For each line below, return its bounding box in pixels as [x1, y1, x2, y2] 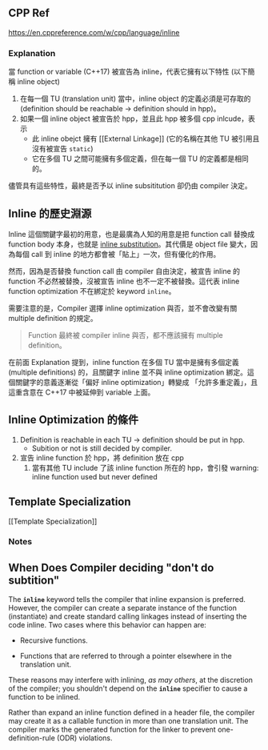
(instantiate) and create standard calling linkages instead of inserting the [8, 612, 247, 621]
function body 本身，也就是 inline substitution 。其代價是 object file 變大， [8, 239, 251, 249]
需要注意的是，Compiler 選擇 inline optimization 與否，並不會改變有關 [8, 303, 238, 313]
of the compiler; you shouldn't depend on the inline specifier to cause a [8, 684, 248, 693]
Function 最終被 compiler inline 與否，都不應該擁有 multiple [27, 330, 224, 339]
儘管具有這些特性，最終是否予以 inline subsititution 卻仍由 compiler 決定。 [8, 181, 252, 191]
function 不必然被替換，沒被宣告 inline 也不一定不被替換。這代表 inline [8, 276, 240, 286]
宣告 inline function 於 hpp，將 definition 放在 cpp [19, 452, 184, 463]
